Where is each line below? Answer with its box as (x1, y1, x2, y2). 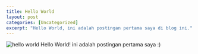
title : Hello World (6, 8, 55, 15)
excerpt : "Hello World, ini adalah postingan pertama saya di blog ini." (6, 25, 193, 31)
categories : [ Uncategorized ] (6, 19, 78, 25)
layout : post (6, 14, 39, 20)
